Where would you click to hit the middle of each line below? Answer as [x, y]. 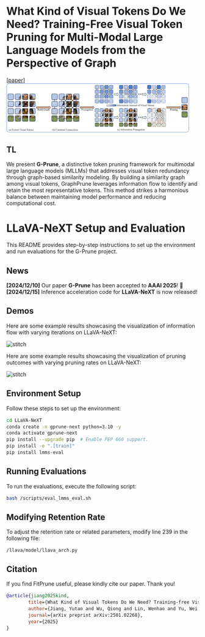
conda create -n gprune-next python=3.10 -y [64, 427]
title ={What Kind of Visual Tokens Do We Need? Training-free [109, 602]
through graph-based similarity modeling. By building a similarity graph [96, 177]
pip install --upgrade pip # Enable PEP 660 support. [77, 440]
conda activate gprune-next [42, 433]
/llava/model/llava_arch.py [42, 550]
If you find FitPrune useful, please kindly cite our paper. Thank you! [91, 584]
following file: [23, 539]
